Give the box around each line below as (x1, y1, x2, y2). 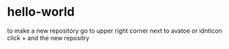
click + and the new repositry (7, 33, 90, 42)
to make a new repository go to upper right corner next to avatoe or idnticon (7, 27, 223, 35)
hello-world (7, 4, 75, 20)
